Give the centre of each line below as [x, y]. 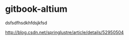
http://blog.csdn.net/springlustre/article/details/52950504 [64, 32]
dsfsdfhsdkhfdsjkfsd [26, 23]
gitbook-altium [36, 9]
